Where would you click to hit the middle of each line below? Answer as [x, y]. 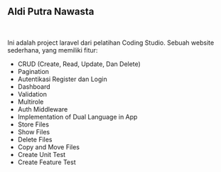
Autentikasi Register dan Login [63, 79]
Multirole [31, 102]
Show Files [34, 131]
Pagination [33, 71]
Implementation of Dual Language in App [77, 117]
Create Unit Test [42, 154]
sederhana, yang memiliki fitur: [53, 50]
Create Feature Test [47, 162]
